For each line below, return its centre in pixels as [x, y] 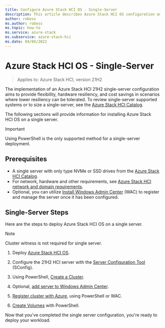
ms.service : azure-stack [30, 32]
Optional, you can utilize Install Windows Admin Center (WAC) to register [86, 191]
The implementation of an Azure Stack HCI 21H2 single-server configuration [82, 89]
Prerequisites [26, 159]
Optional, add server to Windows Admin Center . [60, 287]
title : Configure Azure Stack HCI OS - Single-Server [61, 10]
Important [15, 129]
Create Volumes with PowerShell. [46, 305]
